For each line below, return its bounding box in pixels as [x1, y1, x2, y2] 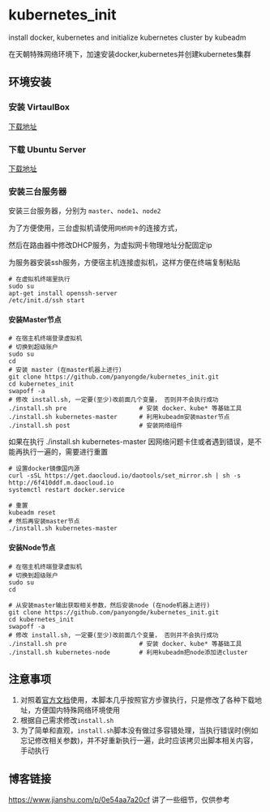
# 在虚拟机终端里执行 [8, 276, 71, 284]
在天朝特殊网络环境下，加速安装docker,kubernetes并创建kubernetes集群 [8, 49, 251, 58]
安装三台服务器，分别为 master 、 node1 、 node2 [8, 206, 161, 216]
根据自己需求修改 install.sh [19, 716, 114, 725]
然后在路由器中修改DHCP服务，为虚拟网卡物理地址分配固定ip [8, 241, 212, 250]
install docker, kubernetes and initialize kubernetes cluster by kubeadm [8, 32, 246, 42]
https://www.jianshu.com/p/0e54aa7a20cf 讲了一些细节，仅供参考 [8, 795, 230, 805]
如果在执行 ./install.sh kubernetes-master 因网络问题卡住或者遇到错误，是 [8, 437, 255, 447]
